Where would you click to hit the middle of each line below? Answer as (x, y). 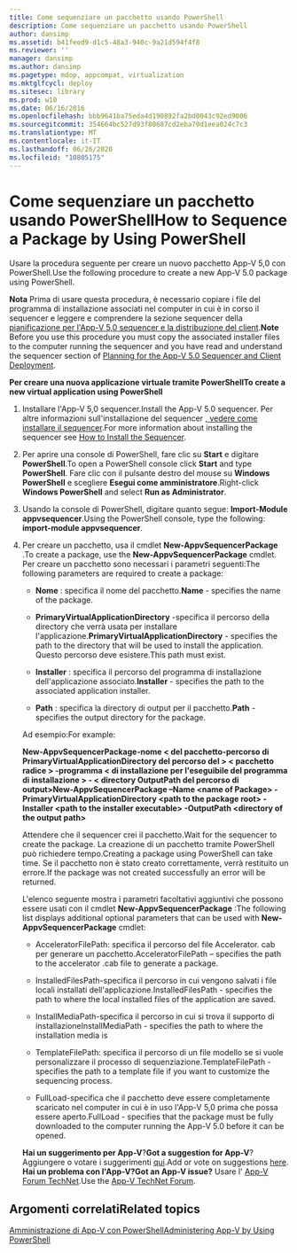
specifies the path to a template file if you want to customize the (152, 1071)
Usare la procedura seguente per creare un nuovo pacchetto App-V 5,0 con (148, 263)
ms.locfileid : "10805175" (57, 157)
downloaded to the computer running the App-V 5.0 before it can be (160, 1126)
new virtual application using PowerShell (86, 392)
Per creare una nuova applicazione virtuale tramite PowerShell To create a (148, 383)
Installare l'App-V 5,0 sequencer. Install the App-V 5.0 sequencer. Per (147, 409)
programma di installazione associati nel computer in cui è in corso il (134, 309)
